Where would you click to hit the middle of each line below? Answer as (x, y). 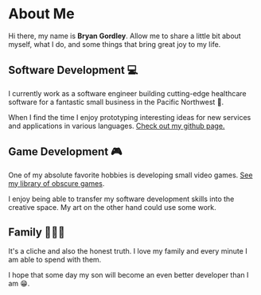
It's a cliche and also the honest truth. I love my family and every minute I (128, 251)
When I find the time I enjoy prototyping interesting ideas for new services (130, 117)
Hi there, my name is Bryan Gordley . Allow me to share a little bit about (125, 36)
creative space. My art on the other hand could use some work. (112, 207)
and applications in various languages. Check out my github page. (117, 126)
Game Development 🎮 (65, 152)
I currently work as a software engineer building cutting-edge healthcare (127, 93)
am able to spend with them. (55, 260)
